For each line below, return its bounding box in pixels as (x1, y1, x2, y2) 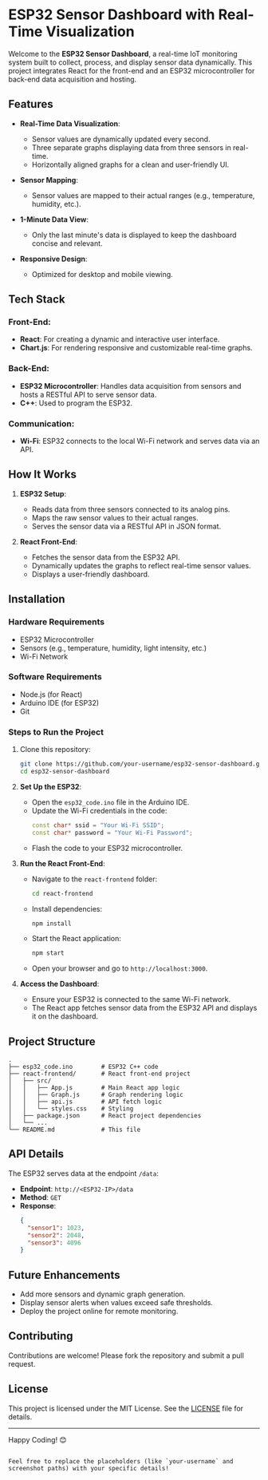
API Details (8, 1147, 64, 1161)
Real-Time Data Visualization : (19, 118, 121, 129)
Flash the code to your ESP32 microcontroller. (31, 843, 183, 853)
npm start (31, 949, 65, 957)
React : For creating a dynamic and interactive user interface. (19, 334, 220, 344)
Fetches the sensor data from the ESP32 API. (31, 552, 180, 562)
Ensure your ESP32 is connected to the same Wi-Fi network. (31, 995, 231, 1004)
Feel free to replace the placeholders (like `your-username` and (8, 1457, 234, 1466)
